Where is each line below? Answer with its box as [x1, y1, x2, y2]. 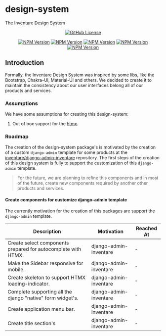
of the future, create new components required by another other [17, 180, 148, 186]
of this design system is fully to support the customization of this [5, 160, 137, 166]
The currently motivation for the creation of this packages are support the [5, 208, 155, 214]
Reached [135, 225, 157, 232]
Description [33, 228, 61, 235]
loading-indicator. [7, 280, 50, 287]
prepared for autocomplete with [7, 245, 82, 252]
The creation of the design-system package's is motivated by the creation [5, 144, 156, 150]
